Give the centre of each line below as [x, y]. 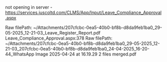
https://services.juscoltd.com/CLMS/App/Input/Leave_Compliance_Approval [83, 12]
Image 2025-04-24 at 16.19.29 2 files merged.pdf [86, 54]
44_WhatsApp [20, 54]
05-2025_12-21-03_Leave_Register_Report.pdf [53, 33]
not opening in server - [29, 7]
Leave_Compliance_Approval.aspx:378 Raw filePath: [59, 38]
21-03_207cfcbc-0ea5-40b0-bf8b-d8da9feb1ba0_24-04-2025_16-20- [77, 49]
